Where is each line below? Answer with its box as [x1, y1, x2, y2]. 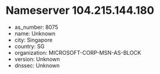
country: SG [14, 43, 45, 50]
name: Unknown [14, 29, 56, 37]
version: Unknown [14, 55, 60, 63]
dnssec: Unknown [14, 61, 60, 69]
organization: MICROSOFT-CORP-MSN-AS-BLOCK [14, 49, 142, 56]
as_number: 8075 [14, 23, 59, 31]
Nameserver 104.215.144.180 [5, 4, 155, 17]
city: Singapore [14, 36, 53, 43]
